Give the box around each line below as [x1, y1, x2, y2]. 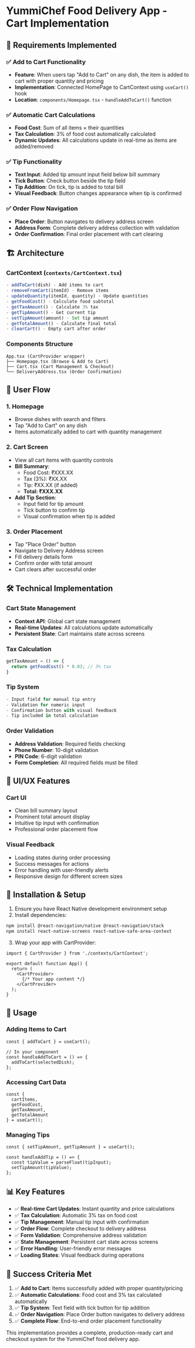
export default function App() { [6, 961, 88, 967]
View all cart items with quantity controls [14, 456, 113, 463]
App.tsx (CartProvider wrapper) [6, 353, 85, 359]
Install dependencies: [14, 912, 67, 919]
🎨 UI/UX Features [6, 776, 70, 786]
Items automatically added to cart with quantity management [14, 428, 162, 435]
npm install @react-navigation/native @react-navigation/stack [6, 923, 164, 929]
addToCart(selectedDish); [11, 1059, 75, 1065]
